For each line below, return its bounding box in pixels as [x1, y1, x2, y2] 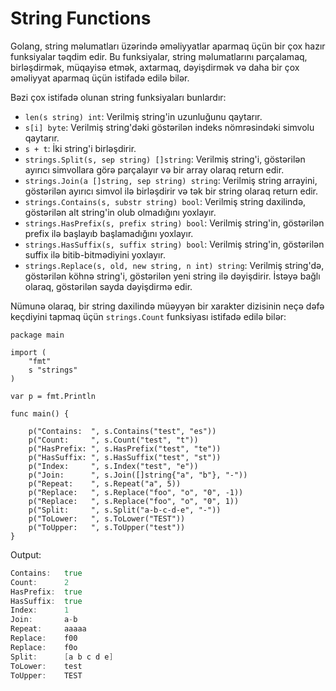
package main [10, 330, 65, 340]
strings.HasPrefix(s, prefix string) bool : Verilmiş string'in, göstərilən [24, 217, 325, 229]
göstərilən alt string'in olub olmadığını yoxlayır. [24, 206, 217, 218]
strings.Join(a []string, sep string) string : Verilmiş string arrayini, [24, 174, 318, 186]
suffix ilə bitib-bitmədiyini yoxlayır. [24, 248, 166, 261]
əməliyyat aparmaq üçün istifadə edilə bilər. [10, 72, 190, 84]
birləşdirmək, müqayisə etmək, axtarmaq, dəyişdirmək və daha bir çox [10, 61, 300, 73]
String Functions [10, 7, 152, 30]
